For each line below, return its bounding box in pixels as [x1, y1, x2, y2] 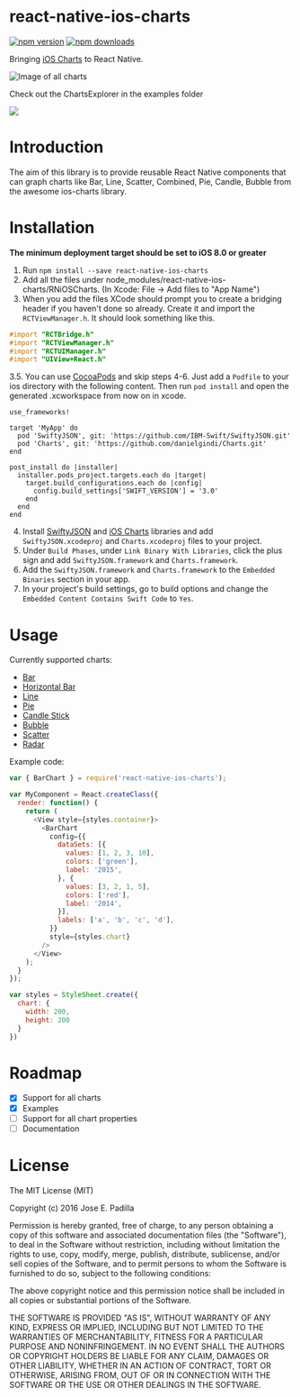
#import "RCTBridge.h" [9, 330, 94, 339]
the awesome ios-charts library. [9, 186, 128, 196]
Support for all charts [22, 1093, 101, 1103]
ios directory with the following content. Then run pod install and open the [9, 381, 289, 392]
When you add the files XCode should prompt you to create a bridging [22, 293, 283, 304]
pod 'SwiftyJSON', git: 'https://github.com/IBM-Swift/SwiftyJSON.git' [17, 431, 292, 440]
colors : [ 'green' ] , [66, 857, 139, 866]
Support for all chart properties [22, 1112, 137, 1123]
